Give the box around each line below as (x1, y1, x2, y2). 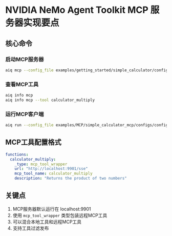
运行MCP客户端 (5, 110, 44, 117)
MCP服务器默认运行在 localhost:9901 (12, 206, 91, 212)
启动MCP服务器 (5, 55, 44, 63)
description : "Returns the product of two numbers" (14, 176, 127, 181)
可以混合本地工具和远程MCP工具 (12, 219, 82, 225)
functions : (5, 152, 29, 157)
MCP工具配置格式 (5, 138, 61, 147)
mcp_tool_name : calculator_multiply (14, 171, 93, 176)
